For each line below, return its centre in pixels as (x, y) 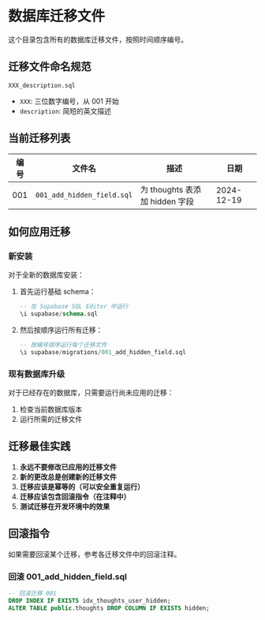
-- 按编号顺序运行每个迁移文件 (63, 345)
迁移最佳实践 (39, 446)
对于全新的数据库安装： (46, 275)
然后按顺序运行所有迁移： (61, 330)
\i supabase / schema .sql (59, 314)
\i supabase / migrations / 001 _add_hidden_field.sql (103, 352)
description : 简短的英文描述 (65, 110)
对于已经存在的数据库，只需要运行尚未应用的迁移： (91, 393)
